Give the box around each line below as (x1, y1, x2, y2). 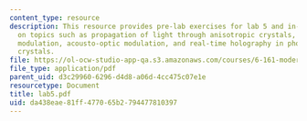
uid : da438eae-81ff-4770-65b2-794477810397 (9, 97, 178, 107)
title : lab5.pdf (9, 89, 71, 98)
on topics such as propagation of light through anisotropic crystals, (17, 30, 297, 39)
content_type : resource (9, 13, 101, 23)
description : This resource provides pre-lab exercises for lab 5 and (9, 22, 284, 31)
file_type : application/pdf (9, 65, 117, 74)
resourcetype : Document (9, 81, 101, 90)
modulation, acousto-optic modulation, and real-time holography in (17, 38, 284, 48)
